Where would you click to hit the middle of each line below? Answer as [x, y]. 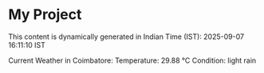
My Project [45, 15]
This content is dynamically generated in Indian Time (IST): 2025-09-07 [126, 36]
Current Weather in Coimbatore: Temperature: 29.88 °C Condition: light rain [132, 60]
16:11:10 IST [27, 44]
